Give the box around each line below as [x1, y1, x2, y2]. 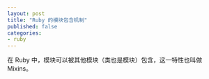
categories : [7, 29, 42, 37]
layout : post [7, 10, 45, 17]
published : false [7, 23, 58, 30]
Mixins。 [7, 64, 33, 73]
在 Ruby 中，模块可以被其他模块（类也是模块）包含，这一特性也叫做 [7, 56, 203, 64]
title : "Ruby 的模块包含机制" [7, 17, 88, 24]
